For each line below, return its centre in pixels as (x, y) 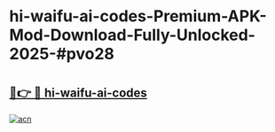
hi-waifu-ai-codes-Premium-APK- (138, 16)
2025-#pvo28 (62, 54)
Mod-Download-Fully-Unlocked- (132, 35)
